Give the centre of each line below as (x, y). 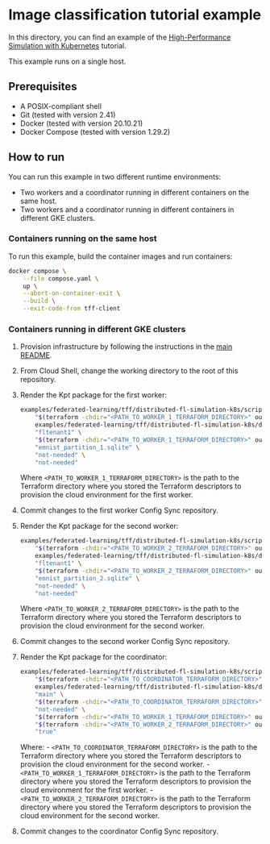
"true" (46, 732)
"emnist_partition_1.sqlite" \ (87, 447)
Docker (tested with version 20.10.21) (81, 123)
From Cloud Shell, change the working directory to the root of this (129, 371)
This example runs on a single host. (67, 61)
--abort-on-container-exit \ (72, 293)
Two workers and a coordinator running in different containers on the (135, 192)
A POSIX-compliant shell (61, 106)
